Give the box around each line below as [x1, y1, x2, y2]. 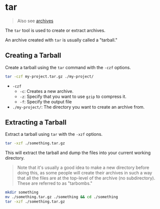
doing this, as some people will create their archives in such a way [17, 170, 152, 176]
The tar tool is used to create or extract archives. [5, 27, 106, 33]
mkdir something [5, 190, 39, 195]
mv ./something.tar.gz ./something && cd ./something [5, 195, 119, 200]
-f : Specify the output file [19, 98, 72, 105]
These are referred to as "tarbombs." [17, 180, 93, 186]
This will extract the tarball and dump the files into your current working [5, 150, 151, 156]
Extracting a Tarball [5, 118, 67, 127]
